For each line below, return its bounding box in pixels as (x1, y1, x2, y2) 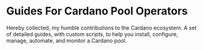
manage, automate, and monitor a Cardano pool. (6, 37, 127, 44)
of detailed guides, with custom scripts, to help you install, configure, (6, 30, 178, 37)
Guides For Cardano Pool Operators (6, 4, 188, 18)
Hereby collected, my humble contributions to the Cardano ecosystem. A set (6, 24, 197, 31)
